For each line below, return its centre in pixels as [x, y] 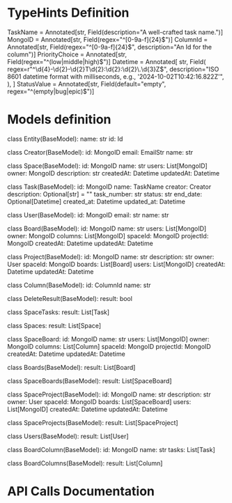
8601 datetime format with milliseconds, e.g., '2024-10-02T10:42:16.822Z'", [116, 76]
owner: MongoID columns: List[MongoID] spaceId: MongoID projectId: [108, 235]
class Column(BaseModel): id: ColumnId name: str [79, 285]
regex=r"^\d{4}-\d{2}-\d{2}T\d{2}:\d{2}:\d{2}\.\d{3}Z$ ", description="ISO [113, 69]
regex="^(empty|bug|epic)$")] [51, 91]
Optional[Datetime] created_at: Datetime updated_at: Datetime [96, 201]
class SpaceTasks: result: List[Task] [59, 312]
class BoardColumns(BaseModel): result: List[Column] [85, 463]
